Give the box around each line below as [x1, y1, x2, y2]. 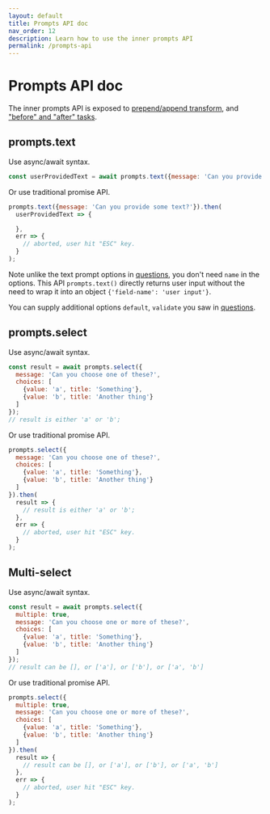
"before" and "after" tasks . [8, 112, 97, 122]
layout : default [8, 11, 63, 20]
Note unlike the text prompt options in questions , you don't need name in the [8, 269, 260, 279]
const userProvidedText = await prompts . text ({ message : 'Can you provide [8, 172, 263, 180]
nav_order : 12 [8, 27, 57, 35]
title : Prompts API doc [8, 19, 89, 27]
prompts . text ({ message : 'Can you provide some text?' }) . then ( [8, 203, 222, 211]
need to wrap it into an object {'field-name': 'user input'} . [8, 286, 212, 296]
